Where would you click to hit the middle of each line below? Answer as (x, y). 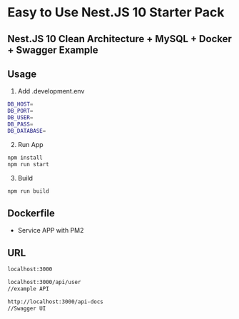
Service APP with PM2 (51, 231)
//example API (29, 289)
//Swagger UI (27, 308)
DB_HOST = (20, 104)
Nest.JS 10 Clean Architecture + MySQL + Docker (119, 39)
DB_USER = (20, 118)
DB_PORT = (20, 111)
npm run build (29, 191)
